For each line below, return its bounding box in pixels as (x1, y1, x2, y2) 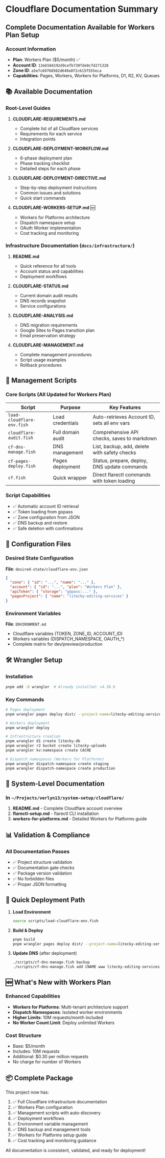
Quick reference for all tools (20, 263, 76, 269)
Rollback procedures (20, 362, 62, 368)
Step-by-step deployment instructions (20, 185, 97, 190)
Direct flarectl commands (93, 471, 151, 478)
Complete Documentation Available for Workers (5, 23, 155, 31)
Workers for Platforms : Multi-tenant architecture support (12, 1004, 129, 1010)
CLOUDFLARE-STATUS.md (12, 283, 69, 289)
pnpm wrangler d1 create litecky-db (5, 739, 80, 744)
